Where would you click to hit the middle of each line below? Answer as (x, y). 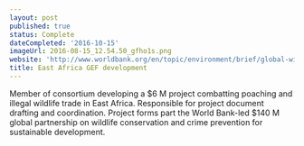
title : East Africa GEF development (78, 68)
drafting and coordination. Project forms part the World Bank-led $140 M (145, 113)
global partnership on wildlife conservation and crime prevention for (136, 122)
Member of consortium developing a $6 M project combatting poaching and (151, 93)
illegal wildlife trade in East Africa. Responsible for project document (137, 103)
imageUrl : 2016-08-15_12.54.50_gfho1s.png (90, 51)
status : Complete (42, 34)
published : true (40, 26)
